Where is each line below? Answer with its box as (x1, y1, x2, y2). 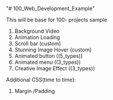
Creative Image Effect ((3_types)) (14, 65, 95, 72)
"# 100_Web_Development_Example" (6, 5, 95, 12)
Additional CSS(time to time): (6, 76, 76, 83)
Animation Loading (14, 34, 60, 40)
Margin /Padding (14, 88, 55, 94)
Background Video (14, 27, 60, 35)
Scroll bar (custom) (14, 40, 61, 47)
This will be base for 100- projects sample (6, 16, 107, 23)
